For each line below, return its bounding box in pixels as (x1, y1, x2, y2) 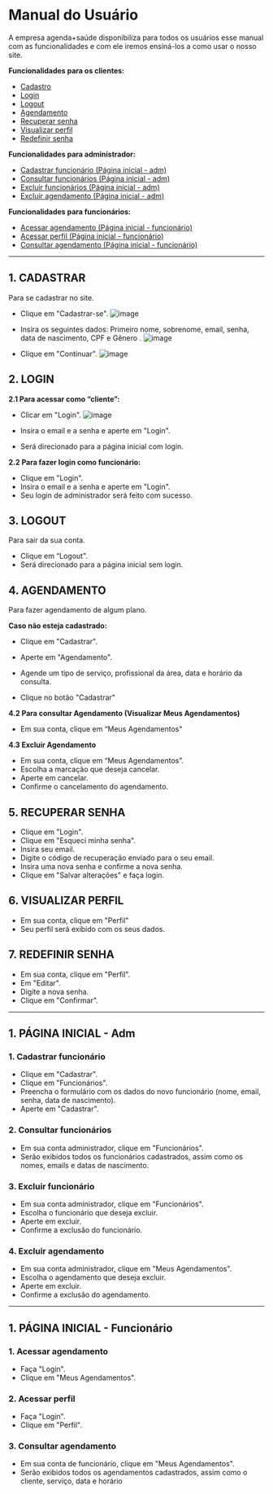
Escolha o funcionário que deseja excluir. (19, 1207, 158, 1217)
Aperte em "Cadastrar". (19, 1104, 99, 1114)
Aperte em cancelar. (19, 773, 89, 783)
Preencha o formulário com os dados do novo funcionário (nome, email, (19, 1087, 262, 1096)
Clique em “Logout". (19, 551, 88, 561)
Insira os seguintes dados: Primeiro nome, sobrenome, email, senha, (19, 324, 249, 334)
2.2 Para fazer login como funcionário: (8, 457, 141, 467)
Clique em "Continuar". (19, 349, 97, 358)
